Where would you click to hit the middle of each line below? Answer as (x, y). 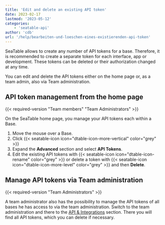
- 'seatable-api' (32, 28)
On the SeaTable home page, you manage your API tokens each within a (78, 118)
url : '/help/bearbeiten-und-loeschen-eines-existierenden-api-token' (78, 37)
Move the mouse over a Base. (42, 133)
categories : (17, 23)
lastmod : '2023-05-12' (28, 19)
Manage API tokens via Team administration (74, 180)
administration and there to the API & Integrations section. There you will (79, 212)
